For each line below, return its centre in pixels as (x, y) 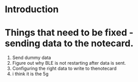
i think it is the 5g (30, 74)
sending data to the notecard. (69, 44)
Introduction (32, 9)
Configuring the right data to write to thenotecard (64, 69)
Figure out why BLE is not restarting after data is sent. (69, 63)
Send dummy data (32, 58)
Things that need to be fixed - (69, 33)
